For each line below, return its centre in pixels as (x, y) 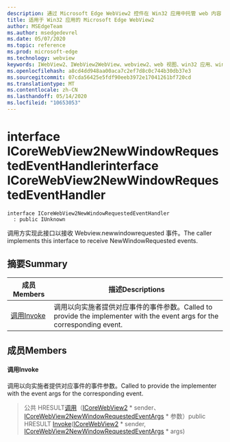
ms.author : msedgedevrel (42, 33)
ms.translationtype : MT (41, 84)
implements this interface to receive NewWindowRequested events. (103, 240)
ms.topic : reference (37, 45)
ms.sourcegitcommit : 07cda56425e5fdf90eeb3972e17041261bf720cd (99, 77)
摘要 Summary (37, 264)
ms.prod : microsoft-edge (42, 52)
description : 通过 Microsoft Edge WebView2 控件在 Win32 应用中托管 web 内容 (114, 13)
